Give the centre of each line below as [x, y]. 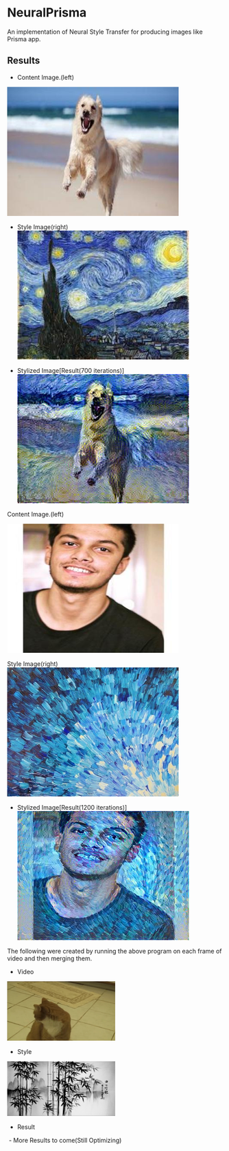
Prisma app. [24, 39]
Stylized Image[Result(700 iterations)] [71, 370]
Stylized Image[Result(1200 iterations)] [72, 807]
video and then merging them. [50, 958]
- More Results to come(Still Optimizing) [65, 1140]
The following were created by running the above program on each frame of [114, 951]
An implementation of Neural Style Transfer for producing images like [105, 32]
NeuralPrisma [47, 13]
